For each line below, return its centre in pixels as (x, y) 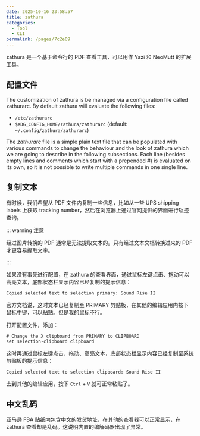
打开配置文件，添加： (32, 325)
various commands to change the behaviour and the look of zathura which (98, 148)
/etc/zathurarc (34, 118)
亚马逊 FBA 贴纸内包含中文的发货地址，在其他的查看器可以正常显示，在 (93, 419)
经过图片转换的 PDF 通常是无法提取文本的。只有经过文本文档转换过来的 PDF (99, 243)
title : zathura (25, 17)
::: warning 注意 (25, 230)
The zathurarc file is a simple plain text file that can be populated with (92, 142)
